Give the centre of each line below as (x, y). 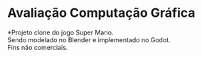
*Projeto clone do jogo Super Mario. (60, 32)
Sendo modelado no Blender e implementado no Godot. (89, 39)
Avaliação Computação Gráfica (101, 13)
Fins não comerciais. (38, 47)
